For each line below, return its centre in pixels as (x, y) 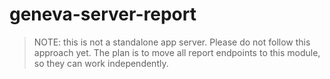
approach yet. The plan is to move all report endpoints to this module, (177, 52)
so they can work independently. (101, 63)
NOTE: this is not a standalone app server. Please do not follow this (172, 42)
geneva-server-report (103, 14)
